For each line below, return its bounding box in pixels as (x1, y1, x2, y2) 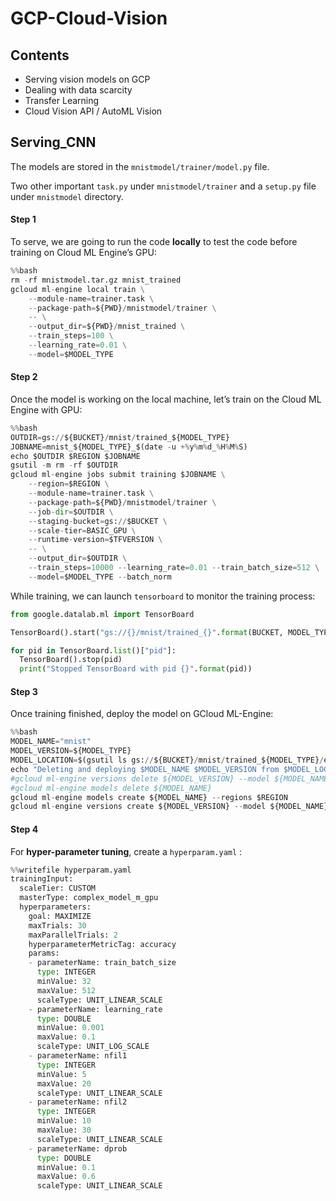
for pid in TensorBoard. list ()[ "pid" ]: (10, 645, 177, 656)
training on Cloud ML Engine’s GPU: (10, 247, 157, 259)
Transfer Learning (24, 95, 100, 106)
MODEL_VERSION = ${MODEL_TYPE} (10, 746, 132, 756)
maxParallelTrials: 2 (28, 930, 118, 940)
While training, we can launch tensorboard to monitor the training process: (10, 590, 316, 602)
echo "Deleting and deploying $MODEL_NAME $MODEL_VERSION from (10, 764, 280, 774)
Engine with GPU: (10, 403, 83, 416)
